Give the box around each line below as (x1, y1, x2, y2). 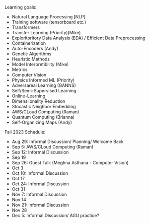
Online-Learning (11, 93, 46, 99)
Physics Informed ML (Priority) (11, 77, 75, 83)
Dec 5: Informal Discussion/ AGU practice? (11, 213, 100, 218)
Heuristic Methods (11, 56, 50, 62)
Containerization (11, 40, 46, 46)
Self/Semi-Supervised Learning (11, 88, 76, 93)
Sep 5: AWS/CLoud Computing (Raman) (11, 144, 94, 149)
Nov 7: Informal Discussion (11, 191, 67, 197)
